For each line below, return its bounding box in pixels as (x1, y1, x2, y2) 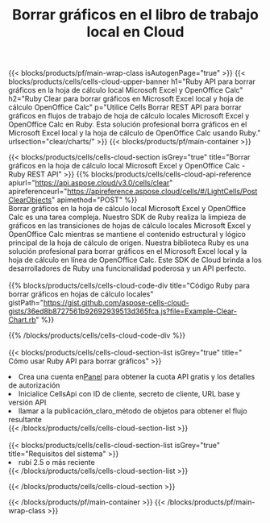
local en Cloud (86, 23, 185, 41)
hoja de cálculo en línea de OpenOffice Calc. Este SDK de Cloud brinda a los (8, 255, 262, 265)
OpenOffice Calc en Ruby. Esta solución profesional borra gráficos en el (8, 119, 247, 130)
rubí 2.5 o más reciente (19, 458, 95, 467)
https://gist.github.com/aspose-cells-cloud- (43, 298, 189, 308)
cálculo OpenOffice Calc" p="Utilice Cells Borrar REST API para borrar (8, 102, 242, 112)
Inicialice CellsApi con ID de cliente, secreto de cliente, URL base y (19, 389, 240, 399)
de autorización (8, 380, 60, 390)
